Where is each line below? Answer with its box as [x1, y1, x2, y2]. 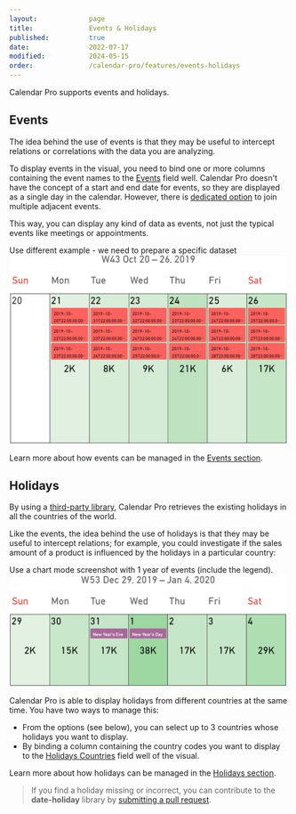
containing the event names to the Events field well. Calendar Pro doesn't [9, 172, 278, 183]
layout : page [9, 14, 105, 23]
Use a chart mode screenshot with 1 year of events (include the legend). [9, 565, 274, 575]
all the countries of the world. [9, 511, 117, 522]
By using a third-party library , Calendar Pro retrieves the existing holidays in [9, 501, 287, 512]
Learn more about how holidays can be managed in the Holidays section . [9, 767, 277, 778]
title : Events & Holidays [9, 23, 157, 33]
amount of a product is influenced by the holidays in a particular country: [9, 548, 276, 558]
